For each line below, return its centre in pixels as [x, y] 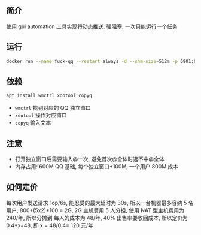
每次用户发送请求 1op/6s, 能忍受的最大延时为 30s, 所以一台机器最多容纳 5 [97, 203]
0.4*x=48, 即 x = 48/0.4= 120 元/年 [50, 225]
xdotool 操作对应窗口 [41, 115]
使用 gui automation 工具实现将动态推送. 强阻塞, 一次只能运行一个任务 [92, 26]
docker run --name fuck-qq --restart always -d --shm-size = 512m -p [92, 61]
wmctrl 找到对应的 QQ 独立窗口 [53, 108]
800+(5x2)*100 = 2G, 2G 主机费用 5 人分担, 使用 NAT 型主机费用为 [102, 210]
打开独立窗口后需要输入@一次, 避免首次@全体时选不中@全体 [89, 159]
